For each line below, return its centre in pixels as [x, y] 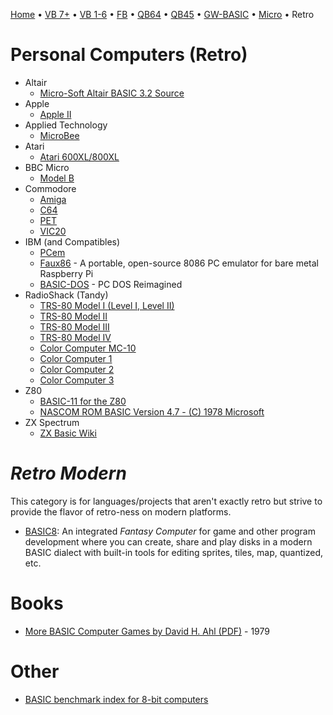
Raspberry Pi [66, 273]
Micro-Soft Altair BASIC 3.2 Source [112, 93]
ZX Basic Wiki [68, 433]
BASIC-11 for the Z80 [83, 401]
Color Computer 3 [77, 380]
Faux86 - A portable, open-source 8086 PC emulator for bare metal [179, 263]
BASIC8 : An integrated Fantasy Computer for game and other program [170, 531]
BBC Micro [47, 167]
